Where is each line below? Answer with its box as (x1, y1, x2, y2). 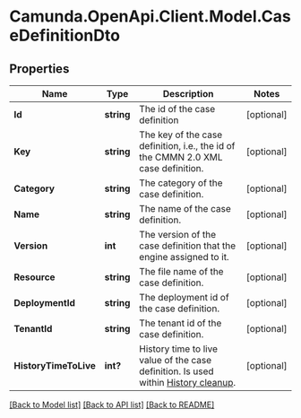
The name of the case (138, 203, 231, 214)
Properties (9, 61, 70, 76)
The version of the (138, 229, 217, 240)
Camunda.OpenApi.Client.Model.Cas (9, 6, 291, 27)
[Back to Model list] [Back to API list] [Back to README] (9, 399, 215, 410)
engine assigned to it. (138, 251, 230, 263)
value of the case (138, 354, 212, 366)
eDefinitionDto (9, 25, 121, 46)
